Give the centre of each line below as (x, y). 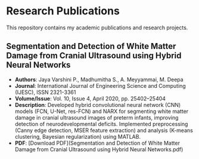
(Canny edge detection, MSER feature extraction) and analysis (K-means (104, 130)
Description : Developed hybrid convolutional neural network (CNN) (98, 105)
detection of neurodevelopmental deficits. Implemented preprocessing (101, 124)
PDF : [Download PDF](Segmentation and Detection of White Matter (97, 143)
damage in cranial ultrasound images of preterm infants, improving (97, 117)
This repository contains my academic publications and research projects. (97, 27)
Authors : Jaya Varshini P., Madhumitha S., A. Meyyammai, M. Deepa (99, 79)
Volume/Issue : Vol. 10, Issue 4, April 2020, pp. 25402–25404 (90, 98)
